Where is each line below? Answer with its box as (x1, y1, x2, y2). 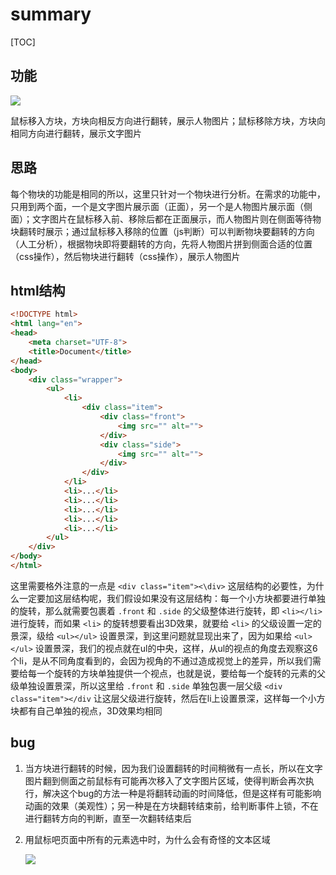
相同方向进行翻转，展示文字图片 (10, 127, 142, 139)
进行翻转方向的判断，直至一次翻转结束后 (24, 812, 192, 824)
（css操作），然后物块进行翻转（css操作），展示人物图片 (10, 250, 241, 262)
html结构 (10, 282, 66, 299)
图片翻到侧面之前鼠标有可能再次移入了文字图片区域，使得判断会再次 (24, 774, 306, 787)
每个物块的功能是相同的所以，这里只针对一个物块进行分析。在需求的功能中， (10, 188, 326, 200)
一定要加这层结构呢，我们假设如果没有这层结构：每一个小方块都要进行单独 (18, 592, 326, 604)
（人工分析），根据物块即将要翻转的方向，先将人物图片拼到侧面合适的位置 (10, 238, 313, 250)
